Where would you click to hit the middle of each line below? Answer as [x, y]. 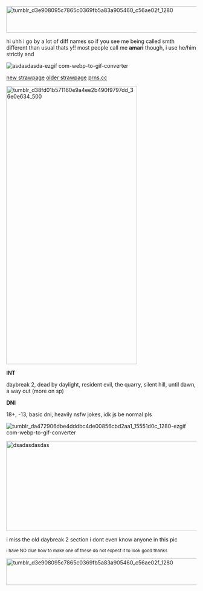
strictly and [20, 54]
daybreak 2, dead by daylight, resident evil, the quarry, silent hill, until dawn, [101, 384]
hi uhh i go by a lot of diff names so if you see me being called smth [91, 41]
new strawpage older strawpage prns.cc [57, 77]
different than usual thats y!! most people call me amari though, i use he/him [101, 47]
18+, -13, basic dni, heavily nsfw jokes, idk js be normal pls [79, 414]
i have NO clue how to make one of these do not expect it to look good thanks [87, 550]
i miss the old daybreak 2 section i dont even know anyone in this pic [92, 540]
